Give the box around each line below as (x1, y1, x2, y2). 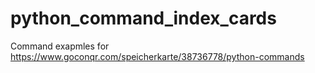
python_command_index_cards (10, 7, 277, 30)
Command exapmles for (10, 40, 110, 52)
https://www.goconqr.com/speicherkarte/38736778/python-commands (10, 50, 305, 62)
